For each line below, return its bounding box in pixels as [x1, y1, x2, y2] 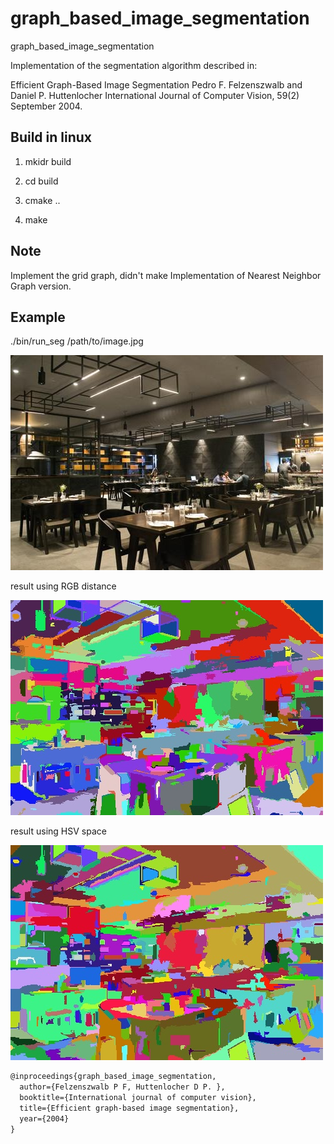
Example [10, 308, 66, 326]
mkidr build [24, 155, 72, 167]
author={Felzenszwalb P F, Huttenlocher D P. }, [19, 1082, 226, 1092]
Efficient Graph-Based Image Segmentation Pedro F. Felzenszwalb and [10, 78, 303, 91]
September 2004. [10, 100, 83, 112]
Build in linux [10, 129, 93, 146]
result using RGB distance [10, 580, 117, 592]
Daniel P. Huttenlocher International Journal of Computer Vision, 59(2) [10, 89, 300, 101]
